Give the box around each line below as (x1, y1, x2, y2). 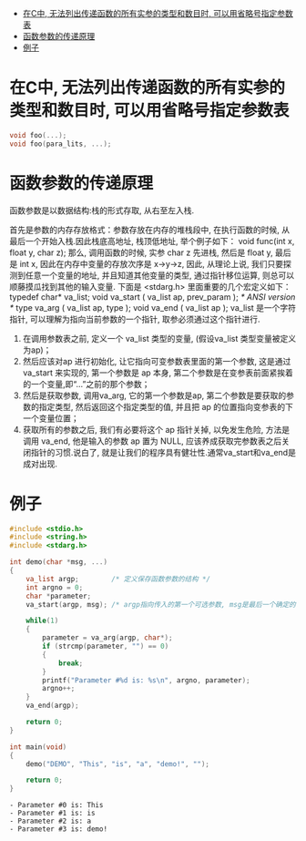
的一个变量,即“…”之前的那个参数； (22, 378, 150, 389)
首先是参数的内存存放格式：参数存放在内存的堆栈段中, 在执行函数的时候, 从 (9, 224, 290, 235)
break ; (57, 659, 84, 668)
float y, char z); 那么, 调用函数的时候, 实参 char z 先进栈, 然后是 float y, (9, 247, 273, 258)
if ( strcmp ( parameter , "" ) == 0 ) (42, 641, 169, 651)
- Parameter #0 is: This (9, 801, 104, 810)
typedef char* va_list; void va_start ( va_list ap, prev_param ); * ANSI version (9, 291, 296, 303)
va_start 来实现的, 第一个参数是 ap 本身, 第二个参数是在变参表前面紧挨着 (22, 367, 293, 378)
